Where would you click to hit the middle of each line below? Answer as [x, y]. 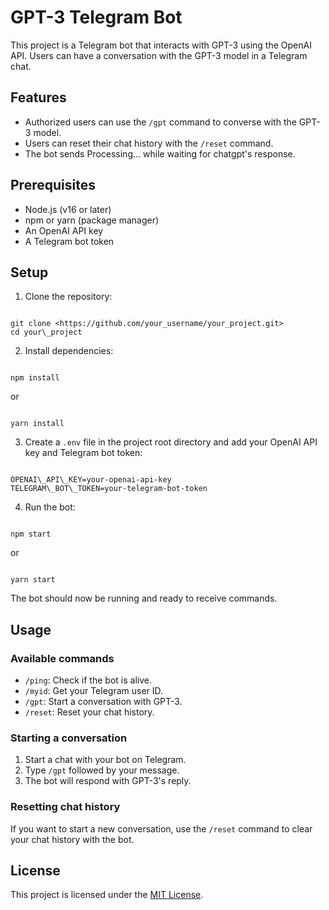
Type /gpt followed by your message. [102, 770]
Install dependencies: [69, 351]
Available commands [62, 658]
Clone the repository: [68, 297]
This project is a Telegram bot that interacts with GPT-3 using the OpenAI [161, 45]
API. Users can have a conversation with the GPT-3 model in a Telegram [159, 55]
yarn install [37, 424]
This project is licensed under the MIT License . [107, 895]
